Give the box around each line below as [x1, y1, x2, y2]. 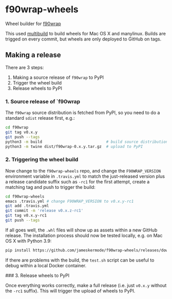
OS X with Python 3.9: [5, 238, 52, 244]
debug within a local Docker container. [5, 262, 87, 268]
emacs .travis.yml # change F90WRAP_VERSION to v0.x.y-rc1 [5, 199, 134, 204]
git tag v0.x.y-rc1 [5, 213, 47, 218]
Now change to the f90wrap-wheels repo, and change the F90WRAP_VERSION [5, 167, 161, 174]
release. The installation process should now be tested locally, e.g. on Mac [5, 232, 163, 239]
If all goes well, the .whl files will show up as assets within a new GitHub [5, 227, 158, 233]
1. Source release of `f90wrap [5, 98, 80, 105]
